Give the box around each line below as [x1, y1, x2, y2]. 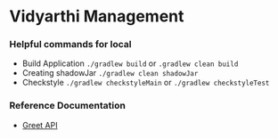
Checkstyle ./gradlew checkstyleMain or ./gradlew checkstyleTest [21, 78, 270, 88]
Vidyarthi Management [9, 6, 184, 27]
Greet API [21, 119, 58, 130]
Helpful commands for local [9, 38, 132, 51]
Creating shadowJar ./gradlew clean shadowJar [21, 68, 199, 78]
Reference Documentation [9, 100, 127, 112]
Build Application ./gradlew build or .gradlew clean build [21, 58, 239, 69]
